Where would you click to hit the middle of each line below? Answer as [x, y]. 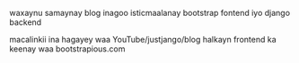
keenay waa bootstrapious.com [67, 49]
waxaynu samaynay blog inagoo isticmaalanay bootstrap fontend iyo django [149, 13]
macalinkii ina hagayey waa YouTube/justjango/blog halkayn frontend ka [143, 39]
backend [26, 22]
